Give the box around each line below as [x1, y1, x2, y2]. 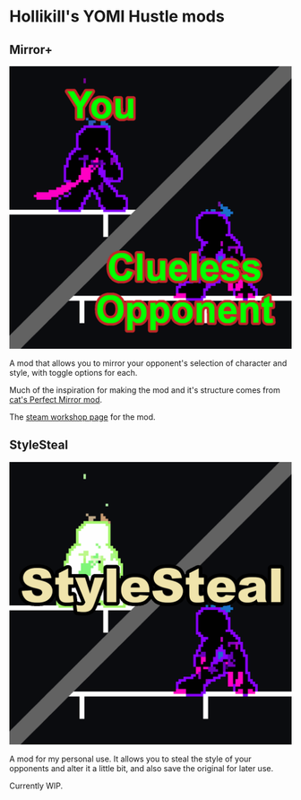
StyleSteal [9, 438, 69, 453]
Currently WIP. [9, 780, 64, 791]
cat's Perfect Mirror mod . [9, 395, 103, 404]
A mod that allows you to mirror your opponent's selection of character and [9, 358, 288, 369]
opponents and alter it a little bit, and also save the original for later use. [9, 762, 274, 773]
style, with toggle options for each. [9, 368, 138, 378]
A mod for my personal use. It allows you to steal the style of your [9, 753, 253, 764]
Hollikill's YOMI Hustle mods [9, 6, 226, 27]
